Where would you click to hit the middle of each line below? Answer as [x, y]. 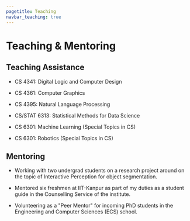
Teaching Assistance [45, 68]
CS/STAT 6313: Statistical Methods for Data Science [77, 115]
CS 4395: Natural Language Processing [62, 104]
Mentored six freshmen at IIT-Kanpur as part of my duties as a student [99, 188]
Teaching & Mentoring [61, 46]
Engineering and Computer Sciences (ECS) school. [76, 212]
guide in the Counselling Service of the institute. [72, 194]
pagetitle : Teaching [31, 11]
